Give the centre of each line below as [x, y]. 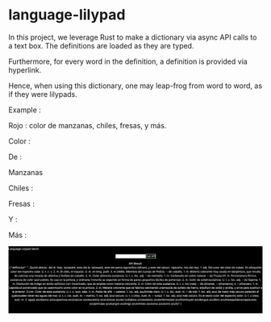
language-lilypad [67, 15]
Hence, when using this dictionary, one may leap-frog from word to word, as [135, 86]
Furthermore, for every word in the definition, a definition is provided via [128, 61]
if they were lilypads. [43, 94]
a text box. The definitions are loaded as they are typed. [101, 45]
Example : [25, 110]
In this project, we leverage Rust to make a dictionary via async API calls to [133, 37]
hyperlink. [25, 69]
